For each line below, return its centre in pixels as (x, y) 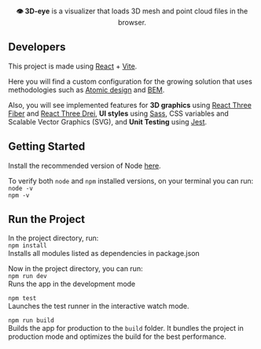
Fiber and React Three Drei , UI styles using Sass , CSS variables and (119, 113)
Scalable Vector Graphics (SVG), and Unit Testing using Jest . (108, 121)
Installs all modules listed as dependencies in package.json (104, 254)
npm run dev (28, 277)
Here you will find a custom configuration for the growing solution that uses (130, 81)
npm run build (31, 321)
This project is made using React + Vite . (73, 66)
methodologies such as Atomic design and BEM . (86, 90)
